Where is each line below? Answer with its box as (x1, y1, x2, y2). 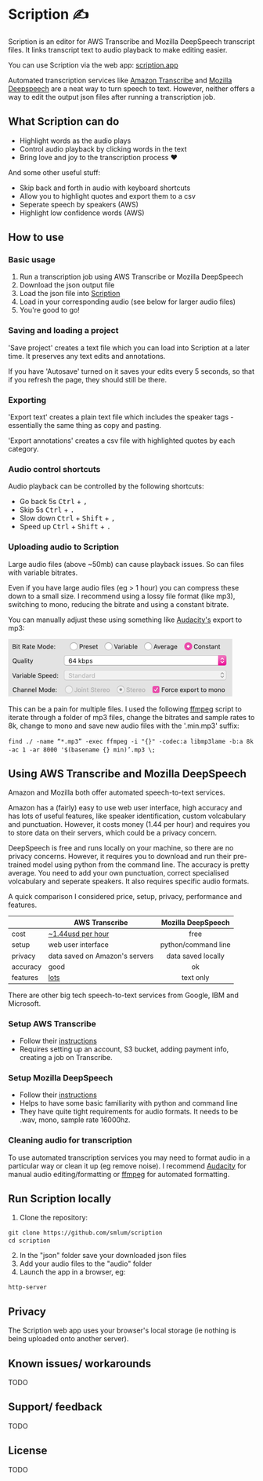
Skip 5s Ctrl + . (19, 505, 75, 514)
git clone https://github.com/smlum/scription (8, 1229, 163, 1237)
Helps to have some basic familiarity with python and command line (19, 1099, 238, 1108)
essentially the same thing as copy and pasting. (8, 421, 162, 430)
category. (8, 444, 39, 454)
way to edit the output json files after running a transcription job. (8, 92, 215, 101)
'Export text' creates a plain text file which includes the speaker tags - (8, 412, 234, 422)
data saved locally (166, 951, 225, 960)
